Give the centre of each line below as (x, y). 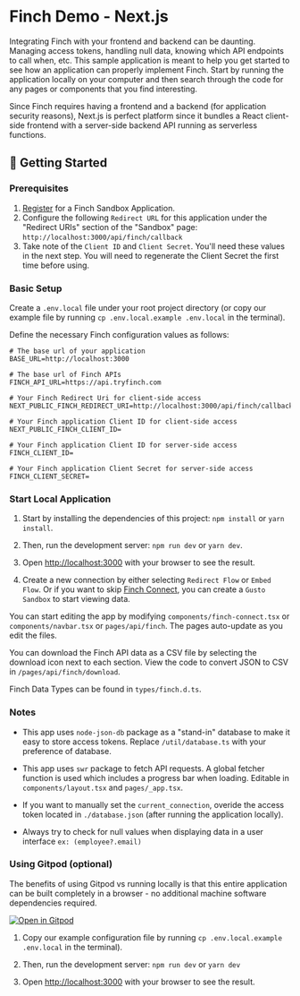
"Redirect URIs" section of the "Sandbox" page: (110, 227)
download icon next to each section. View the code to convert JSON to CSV (149, 662)
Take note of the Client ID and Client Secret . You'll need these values (154, 246)
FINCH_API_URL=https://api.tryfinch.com (86, 382)
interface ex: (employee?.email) (82, 841)
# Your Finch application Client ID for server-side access (124, 445)
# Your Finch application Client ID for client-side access (124, 421)
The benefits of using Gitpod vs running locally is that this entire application (148, 883)
